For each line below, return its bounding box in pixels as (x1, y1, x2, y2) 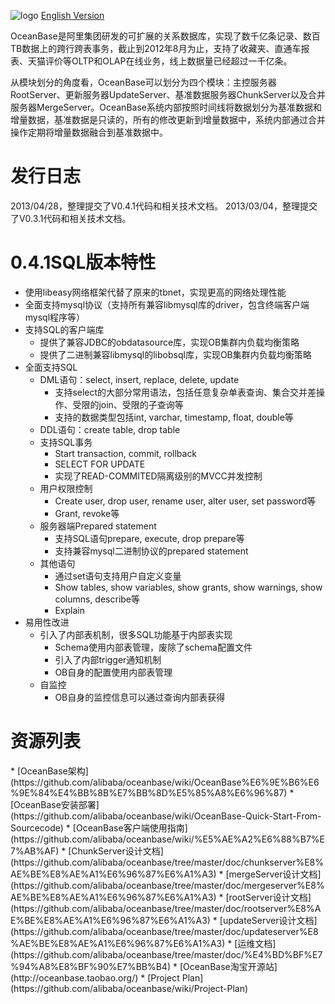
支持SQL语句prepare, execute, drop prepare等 (54, 532, 245, 544)
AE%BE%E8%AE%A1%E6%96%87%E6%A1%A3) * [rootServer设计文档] (10, 891, 312, 903)
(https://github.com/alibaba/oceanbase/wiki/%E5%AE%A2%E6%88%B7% (10, 833, 320, 845)
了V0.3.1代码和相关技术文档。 (10, 212, 132, 224)
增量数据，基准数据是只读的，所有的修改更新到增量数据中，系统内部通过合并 (10, 114, 326, 125)
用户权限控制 (39, 482, 93, 494)
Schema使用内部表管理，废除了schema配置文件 (54, 641, 253, 653)
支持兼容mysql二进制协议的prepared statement (54, 545, 249, 557)
